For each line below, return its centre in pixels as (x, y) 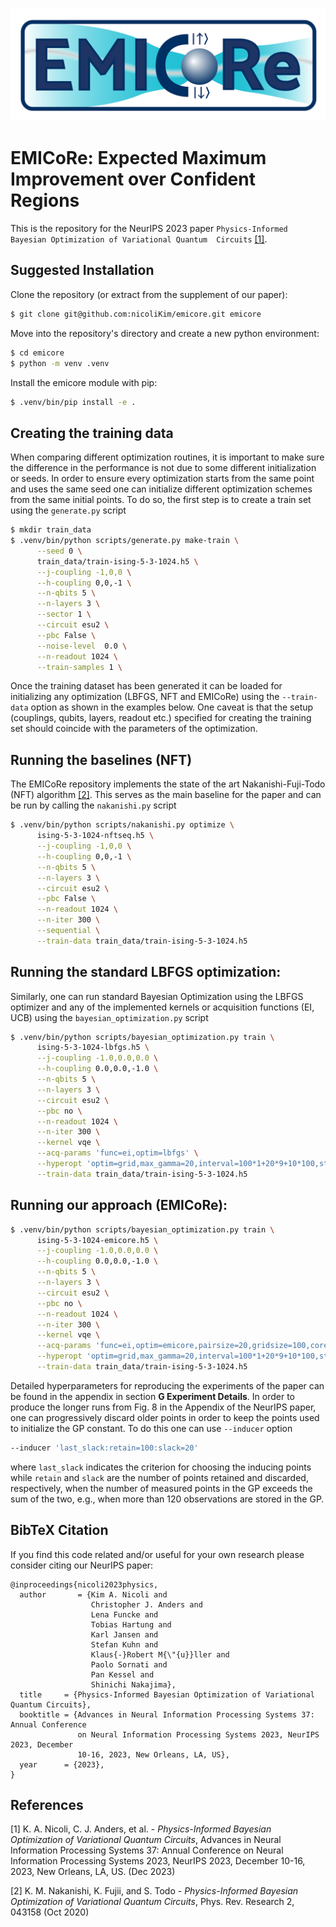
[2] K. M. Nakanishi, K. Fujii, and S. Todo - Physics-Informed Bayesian (154, 1891)
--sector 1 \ (64, 614)
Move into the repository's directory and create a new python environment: (165, 333)
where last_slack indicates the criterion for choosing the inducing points (161, 1467)
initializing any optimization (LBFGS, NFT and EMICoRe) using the (145, 697)
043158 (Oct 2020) (50, 1912)
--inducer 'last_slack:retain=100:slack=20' (104, 1448)
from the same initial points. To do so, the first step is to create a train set (161, 500)
